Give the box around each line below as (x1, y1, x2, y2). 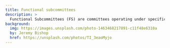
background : (5, 21, 30, 26)
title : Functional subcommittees (5, 7, 76, 12)
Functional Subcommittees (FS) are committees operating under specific (10, 16, 166, 21)
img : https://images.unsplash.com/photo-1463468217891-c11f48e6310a (10, 26, 157, 31)
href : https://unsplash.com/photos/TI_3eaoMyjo (10, 35, 112, 40)
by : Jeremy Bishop (10, 30, 49, 35)
